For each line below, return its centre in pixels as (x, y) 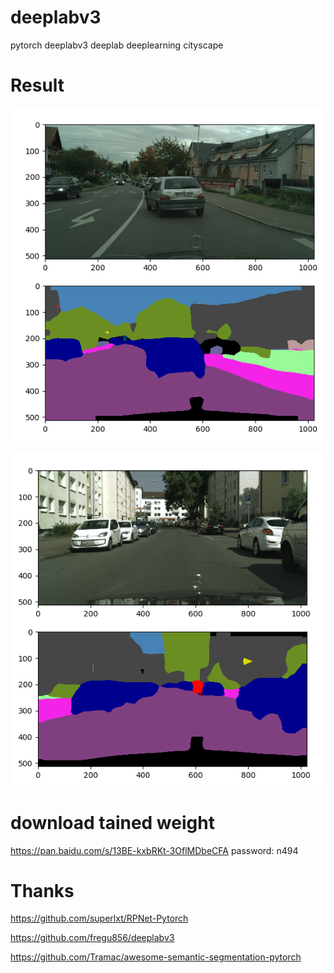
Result (37, 85)
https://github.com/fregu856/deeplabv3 (92, 938)
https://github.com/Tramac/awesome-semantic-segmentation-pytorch (156, 957)
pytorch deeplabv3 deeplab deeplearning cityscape (117, 45)
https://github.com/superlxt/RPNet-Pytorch (99, 918)
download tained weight (112, 822)
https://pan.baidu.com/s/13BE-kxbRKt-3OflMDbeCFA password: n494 (154, 850)
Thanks (42, 890)
